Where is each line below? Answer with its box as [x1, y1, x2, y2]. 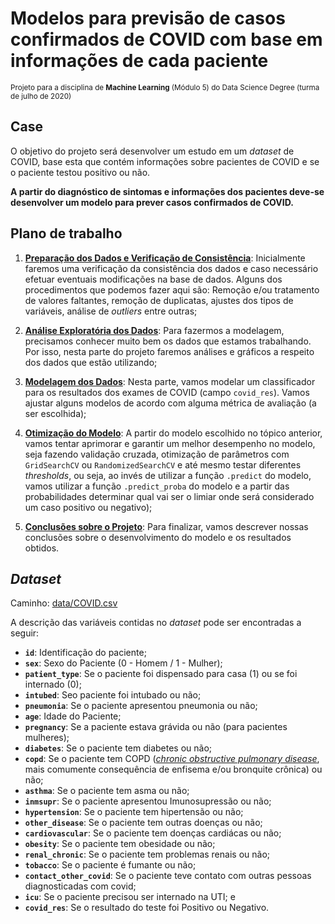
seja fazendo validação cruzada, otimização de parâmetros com [24, 448, 290, 460]
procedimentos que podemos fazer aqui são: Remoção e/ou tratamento [24, 283, 320, 296]
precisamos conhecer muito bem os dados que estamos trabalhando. [24, 335, 312, 347]
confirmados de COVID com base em [10, 28, 323, 51]
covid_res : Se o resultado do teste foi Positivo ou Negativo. [24, 902, 270, 914]
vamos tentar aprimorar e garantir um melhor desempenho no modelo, [24, 437, 316, 449]
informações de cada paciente [10, 50, 269, 72]
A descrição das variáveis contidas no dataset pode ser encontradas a [10, 617, 302, 629]
